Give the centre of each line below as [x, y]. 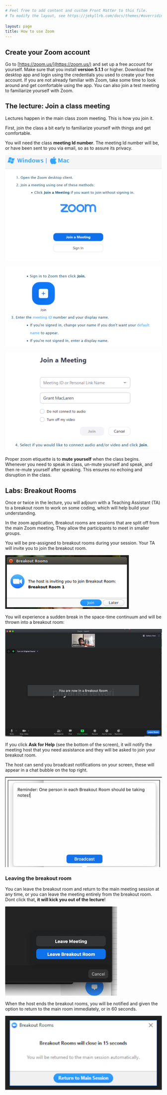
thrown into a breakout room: [35, 622]
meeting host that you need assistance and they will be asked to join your [80, 750]
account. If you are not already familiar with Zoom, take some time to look [81, 80]
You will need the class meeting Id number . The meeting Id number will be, [82, 143]
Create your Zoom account [48, 52]
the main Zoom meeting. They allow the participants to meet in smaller [77, 528]
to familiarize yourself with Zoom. [39, 90]
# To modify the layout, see [35, 16]
